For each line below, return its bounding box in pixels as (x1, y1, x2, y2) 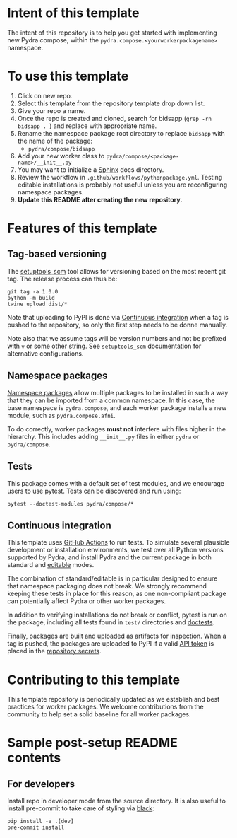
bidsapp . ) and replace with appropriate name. (17, 122, 157, 130)
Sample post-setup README (7, 735, 178, 751)
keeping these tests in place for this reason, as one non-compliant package (7, 589, 227, 598)
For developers (7, 778, 75, 790)
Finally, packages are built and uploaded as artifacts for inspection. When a (7, 632, 227, 641)
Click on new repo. (17, 91, 73, 100)
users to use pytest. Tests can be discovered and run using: (7, 487, 181, 495)
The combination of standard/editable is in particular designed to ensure (7, 574, 218, 583)
